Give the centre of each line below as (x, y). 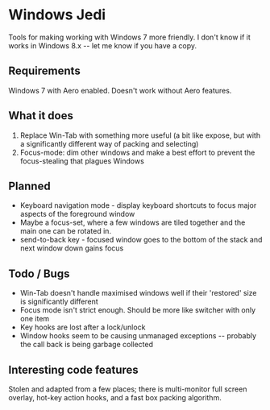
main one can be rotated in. (65, 231)
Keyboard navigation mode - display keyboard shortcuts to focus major (138, 205)
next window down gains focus (72, 248)
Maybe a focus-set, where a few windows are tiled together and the (133, 222)
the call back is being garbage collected (87, 345)
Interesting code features (73, 369)
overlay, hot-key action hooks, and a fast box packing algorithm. (115, 398)
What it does (41, 116)
